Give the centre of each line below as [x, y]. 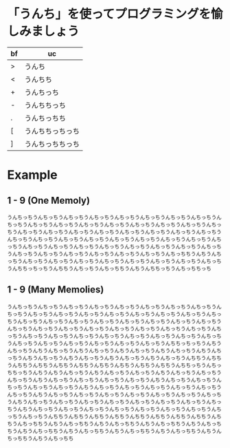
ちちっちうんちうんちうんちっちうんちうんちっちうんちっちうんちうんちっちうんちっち [112, 372]
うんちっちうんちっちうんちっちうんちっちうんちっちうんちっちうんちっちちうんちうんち [114, 254]
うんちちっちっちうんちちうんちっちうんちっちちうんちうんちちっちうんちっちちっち [109, 268]
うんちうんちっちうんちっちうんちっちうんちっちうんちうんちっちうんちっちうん [124, 380]
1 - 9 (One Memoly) [49, 200]
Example [32, 175]
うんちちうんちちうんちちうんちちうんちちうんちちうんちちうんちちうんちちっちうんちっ [114, 365]
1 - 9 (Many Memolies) [56, 290]
